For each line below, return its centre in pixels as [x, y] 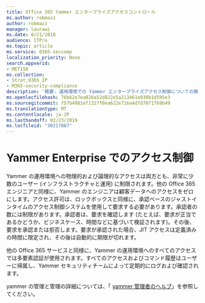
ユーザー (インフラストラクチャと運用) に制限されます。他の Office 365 [106, 184]
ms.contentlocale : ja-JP [38, 114]
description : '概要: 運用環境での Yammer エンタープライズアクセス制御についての [100, 92]
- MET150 [17, 69]
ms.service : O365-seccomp [39, 52]
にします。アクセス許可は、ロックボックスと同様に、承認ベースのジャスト [99, 199]
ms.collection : [26, 75]
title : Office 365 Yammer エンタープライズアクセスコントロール [81, 12]
